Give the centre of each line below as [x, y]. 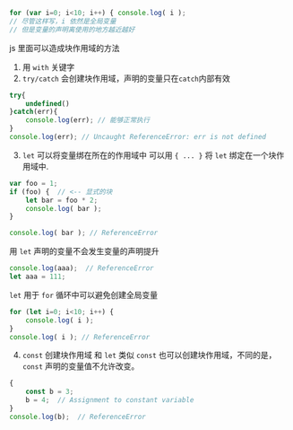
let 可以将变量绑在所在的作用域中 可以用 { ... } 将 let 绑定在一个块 [149, 155]
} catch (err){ [34, 112]
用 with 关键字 [48, 66]
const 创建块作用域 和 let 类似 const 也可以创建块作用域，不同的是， [149, 355]
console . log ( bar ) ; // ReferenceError [84, 233]
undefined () [47, 103]
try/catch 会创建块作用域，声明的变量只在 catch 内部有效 [126, 78]
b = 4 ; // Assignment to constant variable [110, 400]
